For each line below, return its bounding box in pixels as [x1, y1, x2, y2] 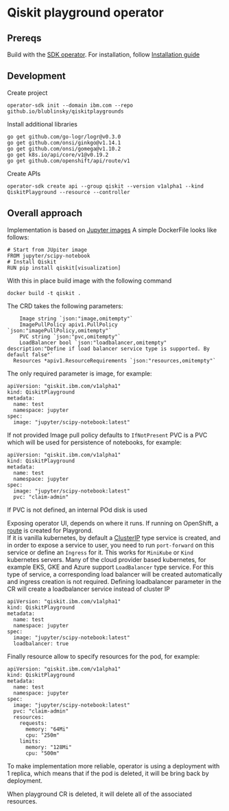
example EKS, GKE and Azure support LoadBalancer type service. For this [7, 563, 214, 571]
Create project [7, 88, 48, 97]
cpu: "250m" [25, 731, 60, 739]
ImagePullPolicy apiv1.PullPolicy [19, 321, 118, 328]
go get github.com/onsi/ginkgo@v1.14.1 [7, 139, 121, 146]
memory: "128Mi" [25, 744, 72, 750]
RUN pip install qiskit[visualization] [7, 264, 121, 271]
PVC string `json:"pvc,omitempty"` [19, 333, 121, 340]
